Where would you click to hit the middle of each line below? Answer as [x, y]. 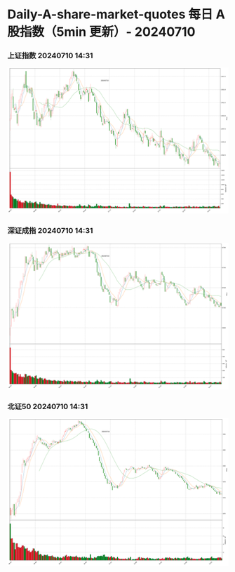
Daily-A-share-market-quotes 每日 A [116, 14]
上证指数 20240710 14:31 [50, 55]
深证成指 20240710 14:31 [50, 231]
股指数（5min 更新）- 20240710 [101, 32]
